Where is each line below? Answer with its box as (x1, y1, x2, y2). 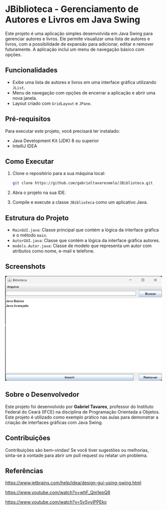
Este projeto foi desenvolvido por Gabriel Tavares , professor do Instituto (5, 404, 154, 410)
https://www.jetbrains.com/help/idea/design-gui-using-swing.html (5, 480, 142, 486)
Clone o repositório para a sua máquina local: (12, 170, 105, 176)
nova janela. (12, 95, 37, 101)
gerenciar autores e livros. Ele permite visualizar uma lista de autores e (5, 36, 150, 42)
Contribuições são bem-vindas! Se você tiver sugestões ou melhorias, (5, 447, 149, 453)
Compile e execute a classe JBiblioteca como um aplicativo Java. (12, 199, 148, 205)
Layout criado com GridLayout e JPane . (12, 100, 92, 106)
